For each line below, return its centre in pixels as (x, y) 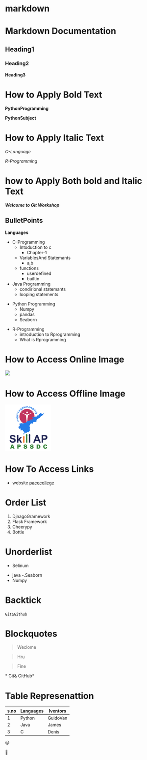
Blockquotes (31, 634)
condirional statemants (43, 289)
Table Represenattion (49, 696)
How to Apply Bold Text (54, 95)
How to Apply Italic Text (55, 138)
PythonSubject (21, 118)
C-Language (18, 152)
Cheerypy (22, 527)
